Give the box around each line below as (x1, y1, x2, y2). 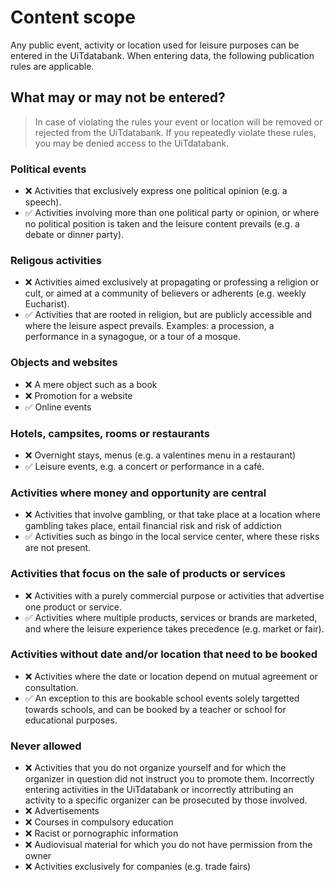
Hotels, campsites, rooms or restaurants (10, 426, 210, 440)
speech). (24, 196, 62, 208)
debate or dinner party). (24, 229, 125, 241)
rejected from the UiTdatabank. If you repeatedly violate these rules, (34, 126, 317, 138)
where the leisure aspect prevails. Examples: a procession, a (24, 320, 275, 332)
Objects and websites (10, 356, 118, 370)
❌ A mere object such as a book (24, 378, 158, 390)
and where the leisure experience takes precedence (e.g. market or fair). (24, 622, 325, 635)
